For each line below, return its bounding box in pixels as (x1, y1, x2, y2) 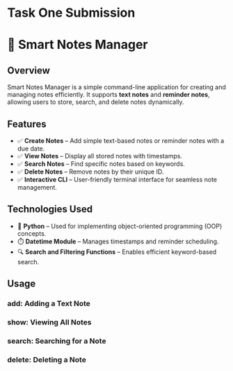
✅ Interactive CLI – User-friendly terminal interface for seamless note (17, 176, 218, 183)
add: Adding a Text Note (7, 298, 90, 308)
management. (17, 183, 58, 191)
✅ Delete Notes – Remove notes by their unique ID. (17, 167, 164, 176)
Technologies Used (7, 204, 93, 215)
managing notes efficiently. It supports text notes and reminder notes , (7, 91, 210, 99)
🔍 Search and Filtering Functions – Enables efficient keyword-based (17, 248, 217, 256)
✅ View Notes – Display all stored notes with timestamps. (17, 152, 183, 160)
